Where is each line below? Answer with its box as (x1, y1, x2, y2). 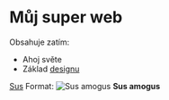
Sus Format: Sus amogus (9, 80, 161, 91)
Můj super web (9, 7, 123, 28)
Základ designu (22, 63, 80, 74)
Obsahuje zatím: (9, 37, 70, 47)
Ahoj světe (22, 54, 63, 64)
